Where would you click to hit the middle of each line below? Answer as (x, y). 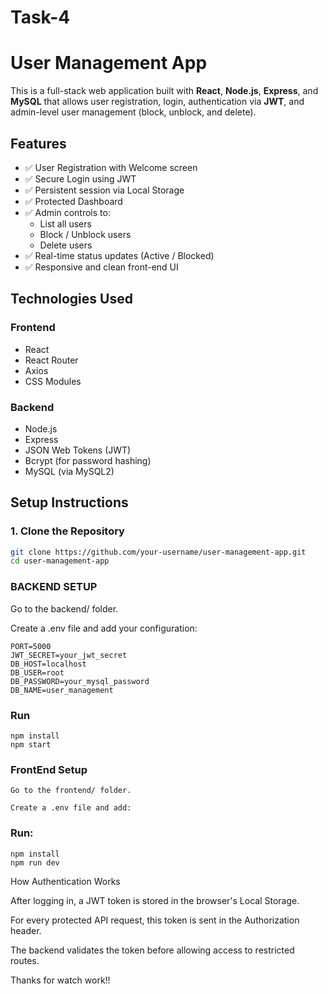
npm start (31, 744)
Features (38, 143)
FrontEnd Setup (49, 769)
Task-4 (40, 17)
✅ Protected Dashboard (73, 201)
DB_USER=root (37, 672)
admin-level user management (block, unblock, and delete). (133, 112)
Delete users (66, 245)
